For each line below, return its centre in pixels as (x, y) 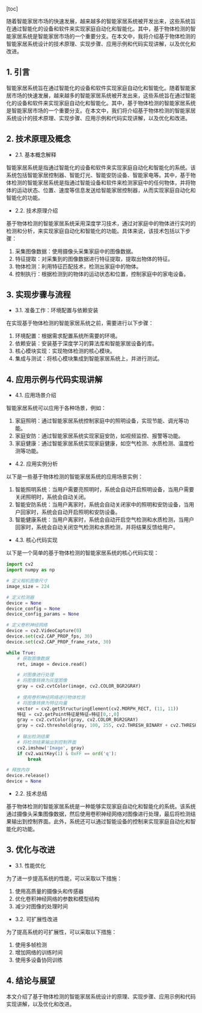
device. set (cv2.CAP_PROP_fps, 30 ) (50, 636)
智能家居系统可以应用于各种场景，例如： (56, 408)
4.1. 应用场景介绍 (35, 395)
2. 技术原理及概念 (38, 139)
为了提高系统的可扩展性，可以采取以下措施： (62, 932)
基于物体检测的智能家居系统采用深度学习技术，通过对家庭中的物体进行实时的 (101, 223)
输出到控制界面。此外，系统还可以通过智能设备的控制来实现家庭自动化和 (101, 821)
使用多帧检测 (31, 945)
